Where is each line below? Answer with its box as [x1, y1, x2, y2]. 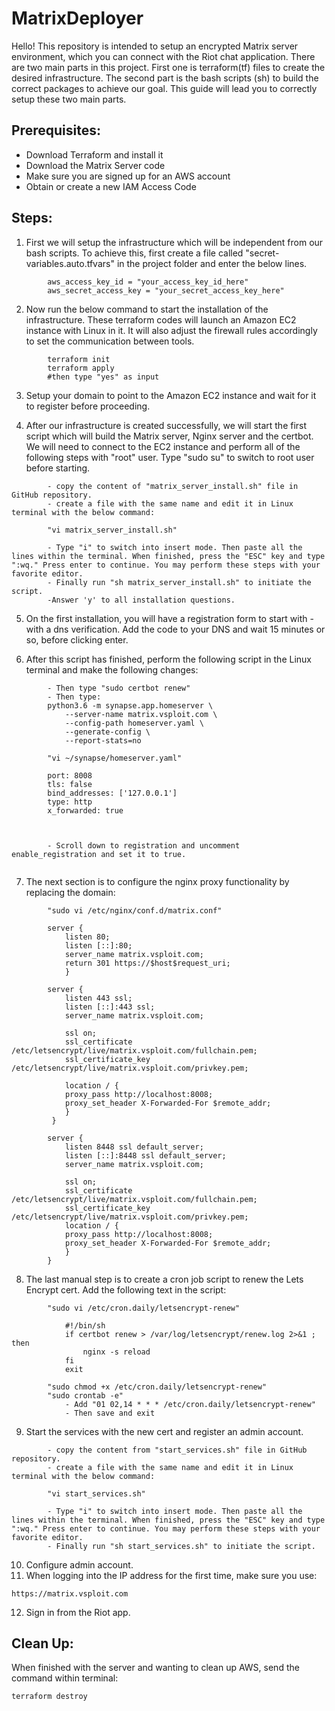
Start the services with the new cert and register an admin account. [25, 1425, 304, 1437]
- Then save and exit [64, 1408, 156, 1418]
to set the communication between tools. [25, 335, 195, 347]
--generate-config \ [64, 727, 151, 737]
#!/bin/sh [64, 1320, 106, 1331]
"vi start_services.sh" [47, 1488, 146, 1499]
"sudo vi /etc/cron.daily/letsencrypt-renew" [47, 1303, 241, 1313]
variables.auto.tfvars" [25, 257, 115, 269]
